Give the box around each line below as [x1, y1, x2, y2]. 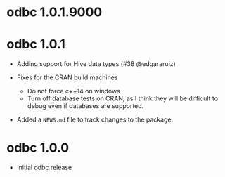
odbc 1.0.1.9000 [6, 4, 103, 20]
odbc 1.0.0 [6, 140, 70, 156]
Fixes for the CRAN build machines [16, 73, 118, 81]
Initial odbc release [16, 163, 72, 172]
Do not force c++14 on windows [27, 87, 120, 96]
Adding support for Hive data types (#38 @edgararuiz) [16, 60, 176, 68]
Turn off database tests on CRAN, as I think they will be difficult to [27, 94, 219, 103]
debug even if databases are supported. [27, 102, 144, 110]
